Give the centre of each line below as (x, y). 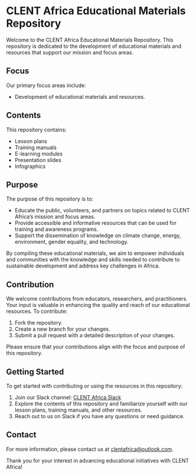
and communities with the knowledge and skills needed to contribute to (93, 260)
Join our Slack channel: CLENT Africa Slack (68, 397)
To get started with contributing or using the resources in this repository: (94, 386)
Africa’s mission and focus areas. (55, 217)
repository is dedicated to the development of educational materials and (94, 46)
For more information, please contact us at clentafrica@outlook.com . (90, 449)
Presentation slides (38, 160)
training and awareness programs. (56, 230)
